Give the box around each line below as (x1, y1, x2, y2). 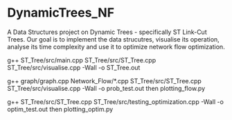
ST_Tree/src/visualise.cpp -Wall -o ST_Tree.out (7, 63, 141, 71)
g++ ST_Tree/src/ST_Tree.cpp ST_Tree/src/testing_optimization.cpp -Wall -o (7, 97, 224, 105)
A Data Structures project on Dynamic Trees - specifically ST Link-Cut (7, 28, 207, 36)
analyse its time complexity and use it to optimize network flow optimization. (7, 42, 225, 51)
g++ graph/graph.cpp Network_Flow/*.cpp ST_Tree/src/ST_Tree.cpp (7, 76, 202, 85)
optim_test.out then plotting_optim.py (7, 105, 114, 113)
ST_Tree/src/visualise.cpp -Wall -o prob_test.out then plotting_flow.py (7, 84, 206, 92)
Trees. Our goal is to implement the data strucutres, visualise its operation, (7, 35, 220, 43)
